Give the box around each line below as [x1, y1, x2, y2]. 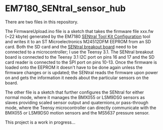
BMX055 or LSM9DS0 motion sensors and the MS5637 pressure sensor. [5, 110, 150, 115]
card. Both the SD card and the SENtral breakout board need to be [5, 44, 137, 49]
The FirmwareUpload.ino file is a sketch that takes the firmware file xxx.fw [5, 28, 154, 34]
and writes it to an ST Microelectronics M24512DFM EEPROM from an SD [5, 38, 151, 44]
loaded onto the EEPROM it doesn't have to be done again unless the [5, 64, 143, 70]
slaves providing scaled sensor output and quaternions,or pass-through [5, 99, 149, 105]
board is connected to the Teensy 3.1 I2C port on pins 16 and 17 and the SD [5, 54, 155, 60]
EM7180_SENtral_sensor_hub [5, 3, 126, 14]
